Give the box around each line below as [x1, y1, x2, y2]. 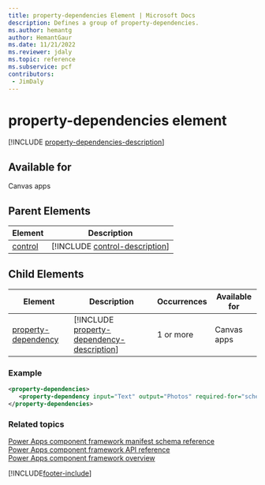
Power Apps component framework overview [8, 453, 155, 463]
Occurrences [157, 296, 207, 307]
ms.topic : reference [8, 56, 77, 64]
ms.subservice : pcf [8, 63, 73, 71]
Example [8, 367, 43, 379]
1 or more [157, 329, 194, 340]
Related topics [8, 419, 65, 430]
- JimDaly [11, 77, 44, 85]
